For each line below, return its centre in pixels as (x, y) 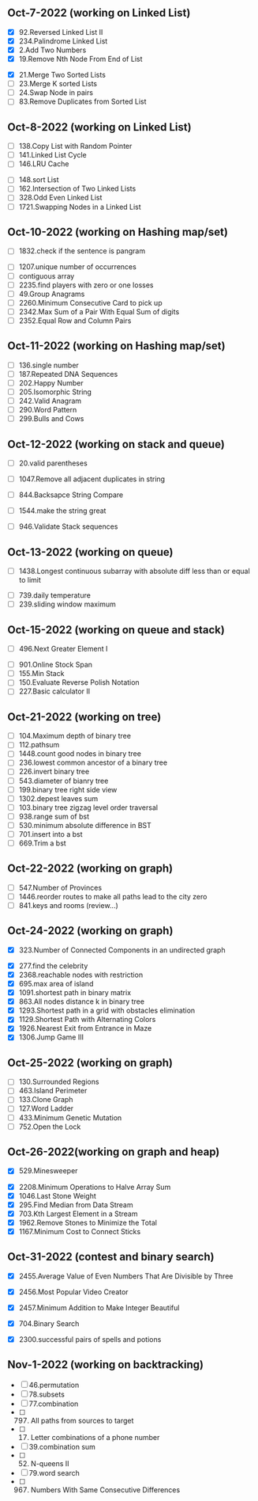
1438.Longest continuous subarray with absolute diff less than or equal (134, 571)
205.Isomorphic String (55, 392)
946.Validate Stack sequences (68, 526)
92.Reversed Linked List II (61, 32)
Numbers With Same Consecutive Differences (105, 1490)
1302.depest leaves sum (58, 798)
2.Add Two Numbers (52, 50)
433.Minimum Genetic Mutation (70, 1117)
